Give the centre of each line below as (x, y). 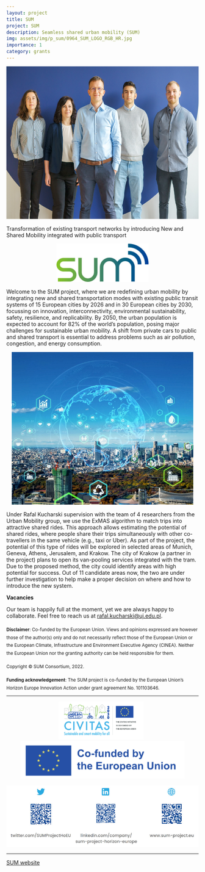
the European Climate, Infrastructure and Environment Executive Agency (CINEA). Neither (100, 646)
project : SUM (23, 26)
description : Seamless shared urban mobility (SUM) (73, 32)
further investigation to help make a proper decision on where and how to (99, 579)
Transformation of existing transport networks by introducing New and (95, 228)
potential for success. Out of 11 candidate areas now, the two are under (95, 572)
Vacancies (20, 597)
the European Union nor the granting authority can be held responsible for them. (91, 654)
